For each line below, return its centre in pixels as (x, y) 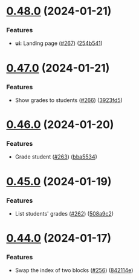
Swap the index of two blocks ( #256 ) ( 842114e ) (74, 270)
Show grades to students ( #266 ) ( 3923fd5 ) (69, 100)
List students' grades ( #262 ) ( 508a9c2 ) (64, 213)
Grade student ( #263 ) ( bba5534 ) (56, 157)
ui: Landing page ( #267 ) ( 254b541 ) (59, 43)
